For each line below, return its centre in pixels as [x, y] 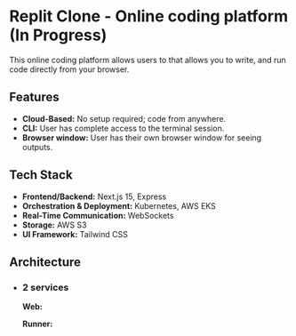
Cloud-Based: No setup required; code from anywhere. [124, 118]
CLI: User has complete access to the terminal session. [123, 128]
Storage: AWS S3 [54, 225]
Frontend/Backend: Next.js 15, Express [94, 196]
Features [34, 97]
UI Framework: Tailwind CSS [75, 234]
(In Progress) [58, 35]
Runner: [37, 324]
